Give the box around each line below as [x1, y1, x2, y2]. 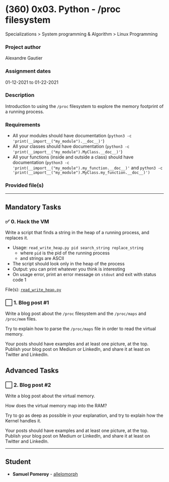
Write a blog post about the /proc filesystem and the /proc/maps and [5, 310, 146, 316]
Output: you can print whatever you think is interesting [12, 266, 125, 272]
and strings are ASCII [20, 255, 64, 261]
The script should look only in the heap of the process [12, 261, 125, 267]
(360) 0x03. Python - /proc [5, 4, 121, 15]
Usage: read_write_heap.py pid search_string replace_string [12, 245, 144, 251]
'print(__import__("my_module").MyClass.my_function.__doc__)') [12, 170, 150, 175]
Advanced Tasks [5, 366, 59, 374]
